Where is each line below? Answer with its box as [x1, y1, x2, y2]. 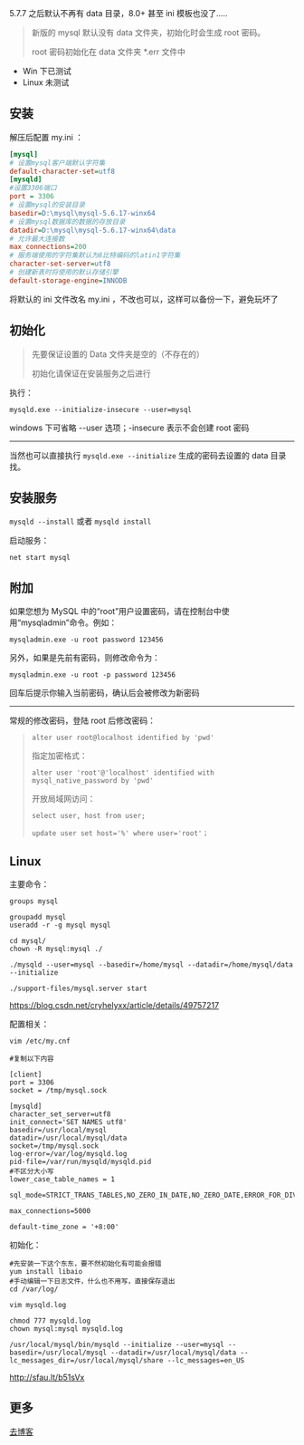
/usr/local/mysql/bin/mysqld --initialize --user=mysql [9, 1340, 224, 1350]
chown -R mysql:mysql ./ [9, 945, 103, 954]
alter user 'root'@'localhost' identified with [31, 768, 214, 777]
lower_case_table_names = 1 [9, 1175, 116, 1184]
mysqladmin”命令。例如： [21, 617, 118, 628]
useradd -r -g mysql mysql [9, 920, 111, 930]
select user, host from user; [31, 812, 147, 821]
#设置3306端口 [9, 184, 57, 193]
